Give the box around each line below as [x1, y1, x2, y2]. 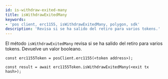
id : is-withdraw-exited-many [5, 7, 67, 13]
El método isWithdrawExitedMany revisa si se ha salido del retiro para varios [5, 40, 163, 46]
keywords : [5, 17, 26, 22]
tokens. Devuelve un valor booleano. [5, 46, 82, 52]
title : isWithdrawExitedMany [5, 12, 67, 17]
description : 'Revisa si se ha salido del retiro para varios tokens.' [5, 27, 160, 32]
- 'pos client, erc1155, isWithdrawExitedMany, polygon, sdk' [5, 21, 140, 27]
